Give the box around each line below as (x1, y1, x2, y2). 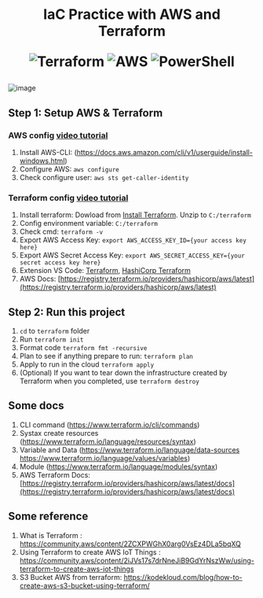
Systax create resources (19, 428, 99, 437)
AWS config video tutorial (8, 130, 108, 141)
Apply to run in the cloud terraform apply (19, 360, 155, 369)
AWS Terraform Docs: (19, 470, 90, 479)
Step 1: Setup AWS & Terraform (8, 106, 163, 120)
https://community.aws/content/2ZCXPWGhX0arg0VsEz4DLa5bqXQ (19, 539, 242, 548)
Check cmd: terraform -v (19, 227, 104, 237)
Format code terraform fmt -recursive (19, 342, 148, 352)
